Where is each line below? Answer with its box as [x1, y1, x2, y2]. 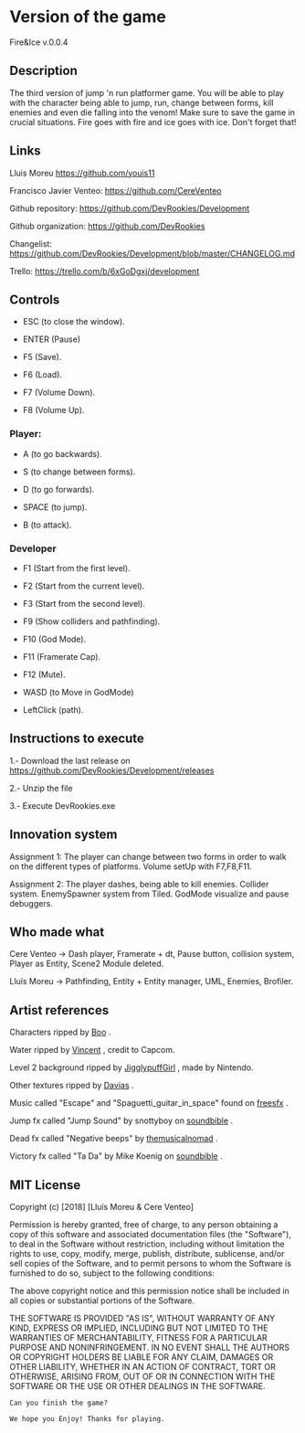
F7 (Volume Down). [22, 387, 96, 398]
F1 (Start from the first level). [22, 562, 131, 573]
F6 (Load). [22, 369, 62, 380]
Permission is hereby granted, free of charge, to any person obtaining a [9, 1219, 279, 1230]
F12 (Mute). [22, 669, 67, 680]
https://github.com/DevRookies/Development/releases [9, 765, 215, 776]
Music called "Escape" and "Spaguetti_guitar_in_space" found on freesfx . [9, 1098, 289, 1109]
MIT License [9, 1177, 81, 1193]
